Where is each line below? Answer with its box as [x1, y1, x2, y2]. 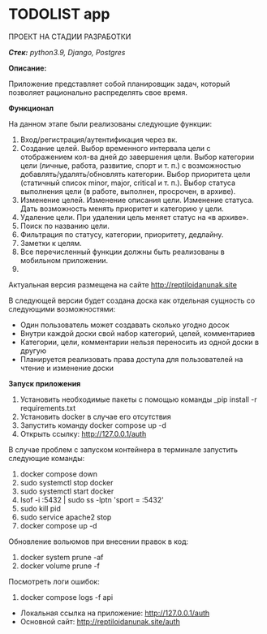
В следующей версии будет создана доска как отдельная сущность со [8, 295, 256, 305]
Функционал [8, 103, 54, 113]
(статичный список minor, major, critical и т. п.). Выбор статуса [19, 178, 236, 188]
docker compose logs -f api [19, 592, 114, 602]
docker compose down [19, 468, 98, 479]
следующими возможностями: [8, 304, 116, 313]
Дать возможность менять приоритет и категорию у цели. [19, 204, 225, 213]
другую [19, 346, 47, 356]
